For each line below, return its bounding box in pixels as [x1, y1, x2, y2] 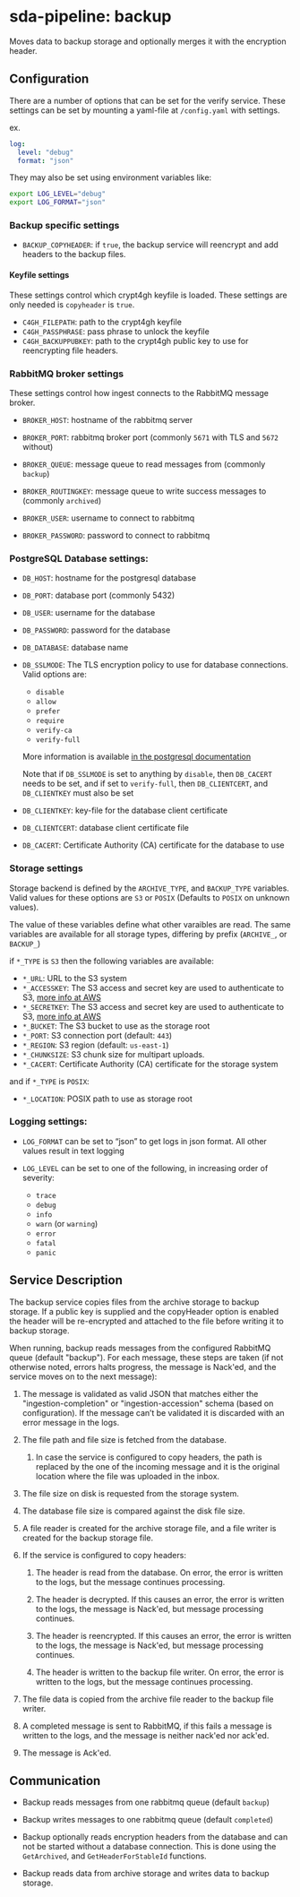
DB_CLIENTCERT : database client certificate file [21, 823, 190, 833]
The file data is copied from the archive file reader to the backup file [21, 1694, 275, 1704]
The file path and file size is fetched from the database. [21, 1434, 227, 1444]
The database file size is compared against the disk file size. [21, 1505, 245, 1516]
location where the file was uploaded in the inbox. [35, 1470, 220, 1481]
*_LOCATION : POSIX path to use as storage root [21, 1093, 193, 1104]
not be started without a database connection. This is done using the [21, 1841, 277, 1852]
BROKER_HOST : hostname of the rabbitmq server [21, 414, 193, 425]
